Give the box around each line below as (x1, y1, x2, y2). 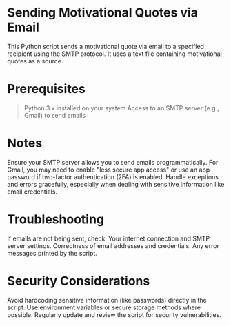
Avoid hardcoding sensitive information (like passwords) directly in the (7, 296, 207, 304)
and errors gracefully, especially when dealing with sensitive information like (7, 180, 225, 188)
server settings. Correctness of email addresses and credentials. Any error (7, 241, 219, 249)
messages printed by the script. (7, 249, 98, 257)
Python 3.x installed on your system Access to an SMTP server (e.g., (23, 103, 219, 112)
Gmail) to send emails (23, 111, 86, 119)
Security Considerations (7, 273, 150, 289)
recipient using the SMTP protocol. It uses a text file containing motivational (7, 50, 222, 58)
